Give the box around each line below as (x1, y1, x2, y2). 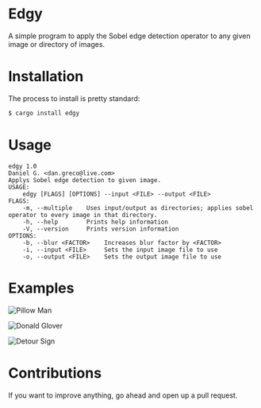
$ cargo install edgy (8, 109, 80, 117)
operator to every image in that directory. (8, 211, 158, 219)
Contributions (8, 363, 102, 382)
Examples (8, 279, 75, 297)
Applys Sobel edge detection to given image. (8, 176, 161, 184)
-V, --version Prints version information (22, 224, 179, 233)
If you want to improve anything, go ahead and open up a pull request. (8, 391, 238, 400)
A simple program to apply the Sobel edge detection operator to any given (8, 31, 251, 41)
